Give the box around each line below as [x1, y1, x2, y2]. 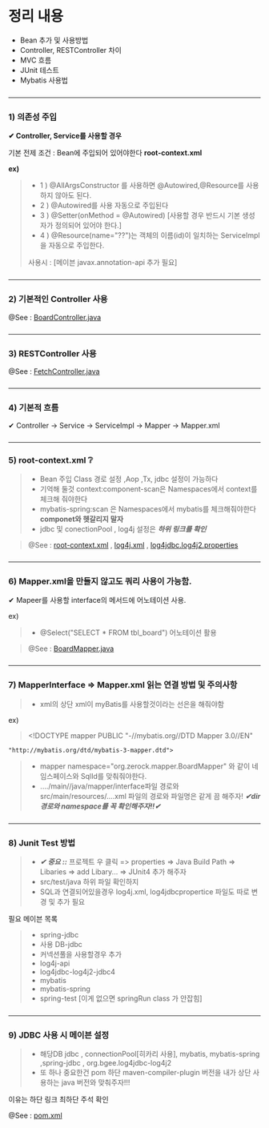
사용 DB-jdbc [39, 939, 82, 949]
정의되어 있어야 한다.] [54, 221, 122, 231]
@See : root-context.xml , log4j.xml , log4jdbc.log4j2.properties [27, 540, 239, 549]
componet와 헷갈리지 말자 [39, 514, 124, 524]
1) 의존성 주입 [8, 111, 58, 122]
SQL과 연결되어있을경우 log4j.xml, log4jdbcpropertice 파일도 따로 [39, 886, 250, 897]
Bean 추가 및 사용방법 [19, 35, 89, 45]
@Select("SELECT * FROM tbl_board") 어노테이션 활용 [39, 628, 218, 637]
